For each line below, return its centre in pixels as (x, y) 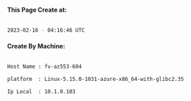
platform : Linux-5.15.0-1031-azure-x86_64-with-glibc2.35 (96, 80)
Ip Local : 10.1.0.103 (42, 92)
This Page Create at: (37, 10)
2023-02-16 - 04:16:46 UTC (46, 30)
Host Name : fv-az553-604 (44, 67)
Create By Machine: (36, 46)
